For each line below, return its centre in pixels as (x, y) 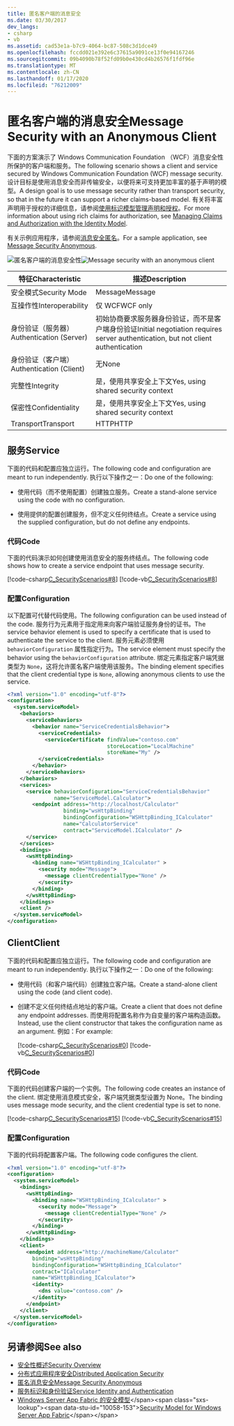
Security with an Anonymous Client (112, 137)
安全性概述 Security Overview (59, 1365)
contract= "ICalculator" (67, 1271)
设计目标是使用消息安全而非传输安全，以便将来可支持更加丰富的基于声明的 (114, 182)
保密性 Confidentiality (45, 407)
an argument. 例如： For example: (65, 1031)
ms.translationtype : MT (42, 66)
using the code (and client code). (65, 992)
